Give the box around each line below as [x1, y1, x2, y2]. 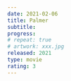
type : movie [7, 56, 42, 63]
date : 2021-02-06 [7, 10, 58, 18]
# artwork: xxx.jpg [7, 43, 65, 50]
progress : [7, 30, 37, 37]
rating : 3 [7, 63, 37, 70]
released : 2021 [7, 50, 52, 57]
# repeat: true [7, 37, 52, 44]
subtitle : [7, 23, 37, 30]
